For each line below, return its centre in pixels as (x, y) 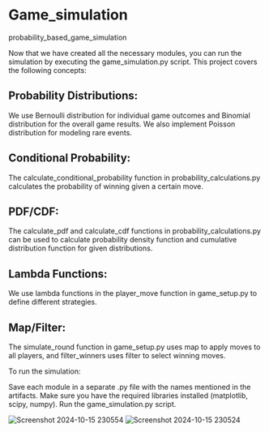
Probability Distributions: (73, 96)
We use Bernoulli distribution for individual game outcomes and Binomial (130, 115)
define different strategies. (53, 302)
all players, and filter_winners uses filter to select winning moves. (117, 355)
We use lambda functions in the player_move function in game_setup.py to (133, 293)
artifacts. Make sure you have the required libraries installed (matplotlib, (128, 396)
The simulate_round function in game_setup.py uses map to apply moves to (134, 347)
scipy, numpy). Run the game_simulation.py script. (92, 404)
